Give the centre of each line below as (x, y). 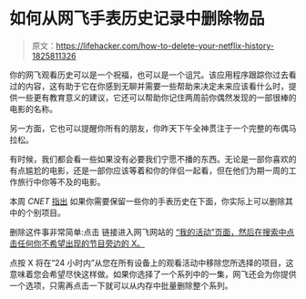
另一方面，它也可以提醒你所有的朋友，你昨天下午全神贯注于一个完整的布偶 (149, 128)
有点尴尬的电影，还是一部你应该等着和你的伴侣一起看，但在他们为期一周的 (149, 170)
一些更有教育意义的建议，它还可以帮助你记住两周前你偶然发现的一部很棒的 (157, 98)
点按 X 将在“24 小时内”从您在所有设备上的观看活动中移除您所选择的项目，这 (152, 263)
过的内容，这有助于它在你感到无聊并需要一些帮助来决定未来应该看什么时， (149, 86)
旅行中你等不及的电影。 (61, 181)
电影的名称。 (33, 108)
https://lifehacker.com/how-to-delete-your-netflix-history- (165, 46)
